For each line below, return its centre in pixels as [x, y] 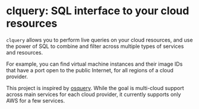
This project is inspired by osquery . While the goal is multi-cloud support [95, 88]
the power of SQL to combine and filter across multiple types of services [95, 46]
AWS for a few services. [36, 100]
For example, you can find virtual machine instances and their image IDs [94, 64]
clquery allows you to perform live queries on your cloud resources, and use [99, 40]
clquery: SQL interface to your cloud [98, 11]
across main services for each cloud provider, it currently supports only [94, 94]
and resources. [25, 52]
